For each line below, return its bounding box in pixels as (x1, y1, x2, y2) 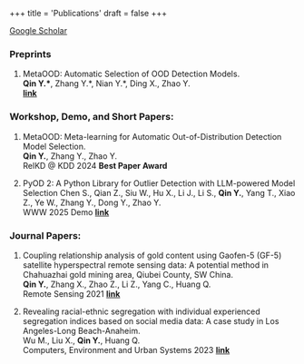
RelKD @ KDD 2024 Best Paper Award (22, 160, 168, 171)
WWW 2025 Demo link (22, 206, 110, 217)
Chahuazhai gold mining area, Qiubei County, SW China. (22, 269, 234, 280)
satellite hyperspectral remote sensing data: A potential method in (22, 259, 270, 271)
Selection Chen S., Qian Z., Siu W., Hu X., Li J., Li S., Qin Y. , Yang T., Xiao (22, 187, 296, 198)
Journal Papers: (9, 229, 82, 241)
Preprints (9, 47, 52, 60)
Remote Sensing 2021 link (22, 288, 121, 299)
